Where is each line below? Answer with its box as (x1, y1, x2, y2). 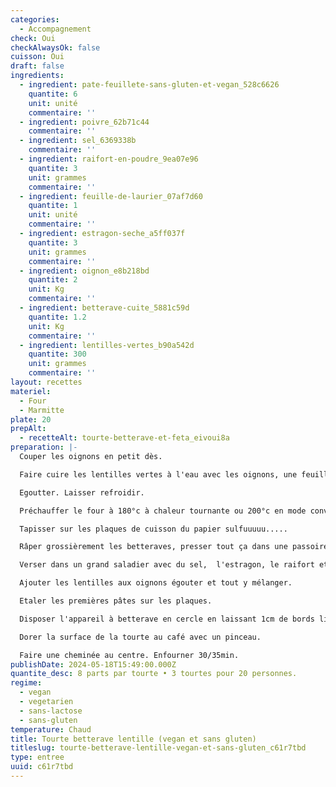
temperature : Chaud (10, 724, 92, 735)
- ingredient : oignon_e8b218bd (19, 266, 150, 276)
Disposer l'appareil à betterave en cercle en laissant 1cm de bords (19, 614, 315, 624)
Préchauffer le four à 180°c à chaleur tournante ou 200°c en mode (19, 506, 307, 516)
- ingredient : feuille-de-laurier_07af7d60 (19, 191, 203, 201)
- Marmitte (19, 405, 65, 415)
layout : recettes (10, 377, 83, 387)
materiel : (10, 386, 52, 396)
